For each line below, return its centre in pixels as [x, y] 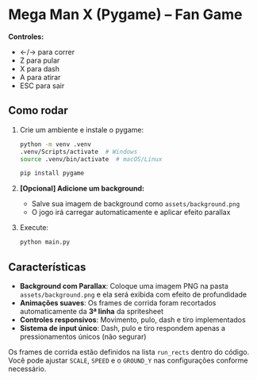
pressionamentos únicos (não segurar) [83, 336]
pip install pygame [52, 173]
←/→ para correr [47, 52]
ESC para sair [42, 86]
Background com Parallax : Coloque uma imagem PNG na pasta [124, 286]
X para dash [40, 68]
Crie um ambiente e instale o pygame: [82, 129]
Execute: [34, 228]
